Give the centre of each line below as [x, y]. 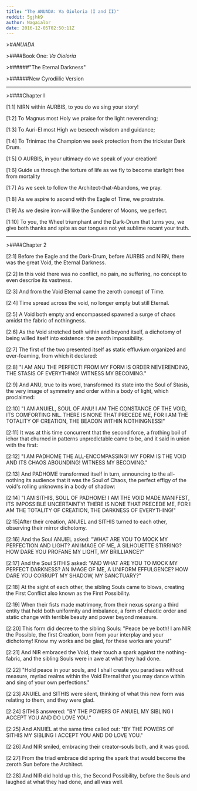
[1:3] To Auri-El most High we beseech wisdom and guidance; [81, 130]
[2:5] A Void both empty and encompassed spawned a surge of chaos [91, 314]
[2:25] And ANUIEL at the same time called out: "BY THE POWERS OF [90, 729]
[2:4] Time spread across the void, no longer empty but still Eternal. [88, 303]
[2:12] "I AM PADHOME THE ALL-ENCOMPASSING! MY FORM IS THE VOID [96, 456]
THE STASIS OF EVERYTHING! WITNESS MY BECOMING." [76, 373]
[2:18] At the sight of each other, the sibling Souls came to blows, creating [95, 587]
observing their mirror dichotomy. [47, 528]
